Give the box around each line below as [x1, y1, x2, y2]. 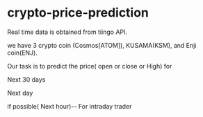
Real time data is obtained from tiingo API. [7, 28, 127, 36]
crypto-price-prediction [7, 5, 149, 21]
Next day [7, 89, 33, 97]
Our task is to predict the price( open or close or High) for [7, 62, 172, 70]
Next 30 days [7, 75, 46, 84]
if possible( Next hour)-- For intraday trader [7, 102, 132, 110]
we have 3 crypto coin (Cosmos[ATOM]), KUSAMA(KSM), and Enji [7, 41, 197, 49]
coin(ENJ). [7, 48, 38, 57]
